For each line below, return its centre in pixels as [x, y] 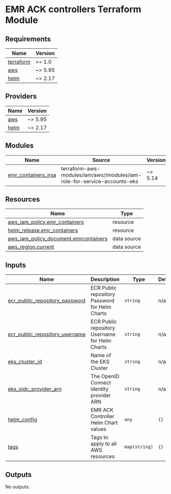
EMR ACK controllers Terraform [73, 9]
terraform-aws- [80, 168]
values [99, 429]
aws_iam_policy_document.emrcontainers [58, 239]
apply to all [104, 444]
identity [100, 389]
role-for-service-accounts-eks [99, 181]
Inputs [16, 265]
